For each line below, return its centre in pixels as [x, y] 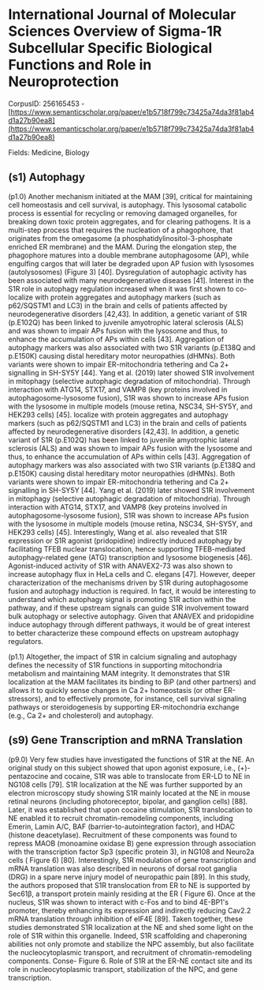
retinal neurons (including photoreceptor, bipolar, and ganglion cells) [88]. [128, 801]
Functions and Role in [80, 65]
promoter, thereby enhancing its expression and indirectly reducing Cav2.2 [130, 910]
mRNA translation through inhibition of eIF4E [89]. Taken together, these [125, 919]
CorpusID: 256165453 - [46, 104]
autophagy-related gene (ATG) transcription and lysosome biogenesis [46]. [130, 557]
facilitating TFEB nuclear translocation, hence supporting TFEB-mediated [127, 549]
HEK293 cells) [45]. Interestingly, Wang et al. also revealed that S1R [117, 532]
